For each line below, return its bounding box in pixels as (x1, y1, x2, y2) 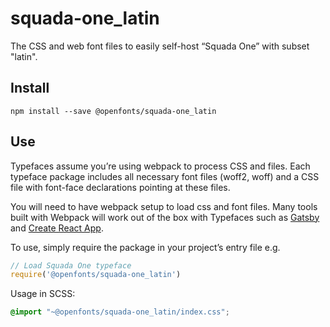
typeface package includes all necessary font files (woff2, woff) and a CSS (10, 170, 320, 182)
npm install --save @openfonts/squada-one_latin (10, 106, 217, 116)
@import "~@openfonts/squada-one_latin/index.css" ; (10, 307, 230, 317)
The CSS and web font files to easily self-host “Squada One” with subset (10, 40, 310, 52)
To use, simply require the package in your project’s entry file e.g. (10, 241, 281, 253)
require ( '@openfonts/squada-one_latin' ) (10, 270, 182, 280)
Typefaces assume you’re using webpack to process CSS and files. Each (10, 160, 311, 172)
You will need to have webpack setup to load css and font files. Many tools (10, 200, 318, 212)
